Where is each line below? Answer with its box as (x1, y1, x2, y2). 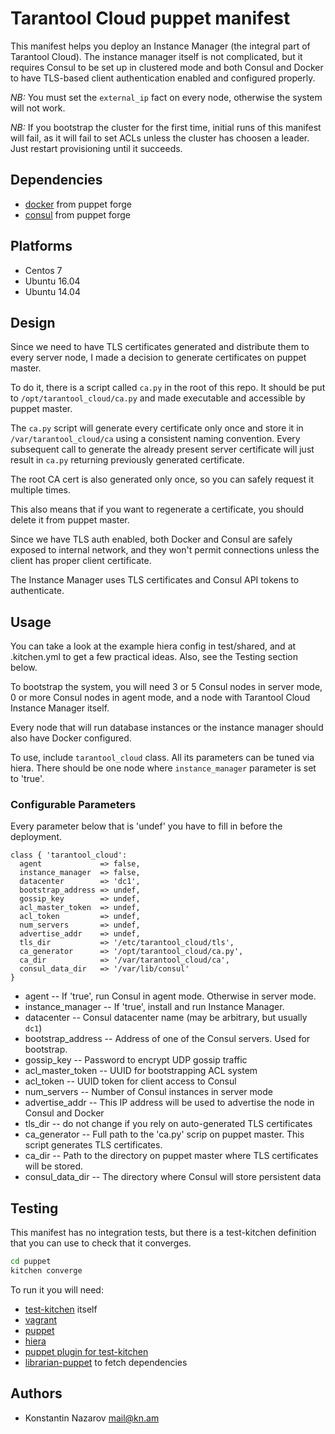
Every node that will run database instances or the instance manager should (10, 722, 324, 734)
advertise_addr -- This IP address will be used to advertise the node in (24, 1097, 315, 1109)
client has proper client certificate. (10, 555, 152, 567)
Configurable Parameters (10, 798, 137, 812)
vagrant (24, 1314, 58, 1326)
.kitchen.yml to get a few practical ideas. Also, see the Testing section (10, 651, 299, 663)
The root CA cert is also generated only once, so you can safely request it (10, 473, 314, 486)
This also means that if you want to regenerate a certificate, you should (10, 503, 304, 516)
